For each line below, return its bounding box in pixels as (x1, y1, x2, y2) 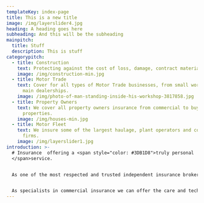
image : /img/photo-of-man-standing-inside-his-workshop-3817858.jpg (17, 93, 194, 99)
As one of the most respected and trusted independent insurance (12, 171, 181, 178)
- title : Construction (12, 59, 69, 65)
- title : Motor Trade (12, 76, 67, 82)
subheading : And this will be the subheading (6, 32, 123, 38)
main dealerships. (22, 88, 69, 94)
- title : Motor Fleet (12, 122, 67, 128)
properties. (22, 110, 53, 116)
